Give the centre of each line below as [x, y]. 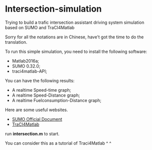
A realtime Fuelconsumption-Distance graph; [56, 100]
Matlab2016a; [26, 61]
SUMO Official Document [37, 119]
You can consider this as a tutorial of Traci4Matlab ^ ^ [58, 143]
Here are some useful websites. [37, 110]
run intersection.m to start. [32, 133]
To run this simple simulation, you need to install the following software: [76, 51]
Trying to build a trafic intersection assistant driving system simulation [75, 22]
